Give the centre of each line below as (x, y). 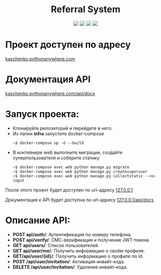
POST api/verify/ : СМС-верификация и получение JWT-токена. (81, 240)
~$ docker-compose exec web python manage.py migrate (71, 167)
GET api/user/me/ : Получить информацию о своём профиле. (79, 251)
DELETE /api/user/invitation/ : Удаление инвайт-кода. (70, 267)
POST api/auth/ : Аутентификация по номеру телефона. (72, 234)
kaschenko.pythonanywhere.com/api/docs (50, 93)
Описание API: (38, 220)
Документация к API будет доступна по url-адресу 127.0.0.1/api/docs (79, 200)
